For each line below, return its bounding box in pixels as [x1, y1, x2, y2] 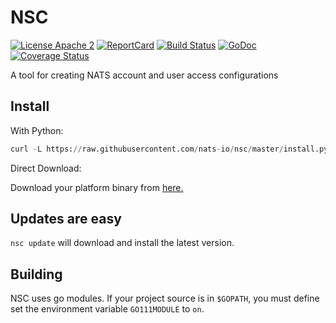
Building [10, 266, 63, 283]
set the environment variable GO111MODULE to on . [10, 303, 205, 315]
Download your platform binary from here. [10, 181, 184, 193]
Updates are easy [10, 211, 122, 228]
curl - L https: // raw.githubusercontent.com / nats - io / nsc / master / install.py [10, 144, 329, 154]
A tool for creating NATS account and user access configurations [10, 69, 279, 81]
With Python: [10, 124, 64, 136]
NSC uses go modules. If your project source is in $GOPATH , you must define [10, 292, 320, 305]
